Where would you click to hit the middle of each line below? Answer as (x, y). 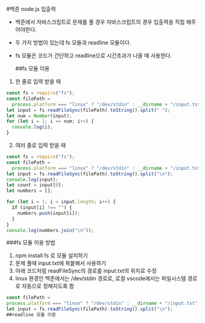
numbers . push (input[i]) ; (49, 213)
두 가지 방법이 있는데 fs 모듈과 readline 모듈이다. (73, 42)
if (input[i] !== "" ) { (42, 208)
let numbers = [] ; (30, 191)
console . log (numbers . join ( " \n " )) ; (50, 230)
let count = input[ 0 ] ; (35, 185)
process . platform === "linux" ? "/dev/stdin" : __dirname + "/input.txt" (102, 303)
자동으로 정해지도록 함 (48, 286)
